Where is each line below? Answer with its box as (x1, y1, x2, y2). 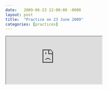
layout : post (5, 12, 33, 17)
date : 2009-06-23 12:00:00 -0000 (5, 7, 81, 13)
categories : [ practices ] (5, 21, 58, 27)
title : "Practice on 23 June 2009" (5, 17, 83, 22)
